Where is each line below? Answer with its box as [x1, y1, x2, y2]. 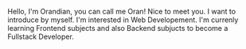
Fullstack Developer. [7, 32, 75, 41]
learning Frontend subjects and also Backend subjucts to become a [7, 24, 228, 32]
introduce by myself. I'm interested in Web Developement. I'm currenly [7, 15, 239, 24]
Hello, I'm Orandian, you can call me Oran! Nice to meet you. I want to [7, 7, 236, 16]
